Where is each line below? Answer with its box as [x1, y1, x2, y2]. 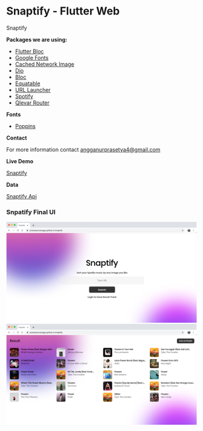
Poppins [14, 122, 36, 129]
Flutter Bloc [14, 47, 44, 55]
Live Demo [6, 157, 34, 164]
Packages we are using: [6, 36, 68, 43]
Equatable [14, 80, 40, 87]
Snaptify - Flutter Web [6, 4, 120, 18]
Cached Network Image [14, 60, 74, 68]
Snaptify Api [6, 192, 37, 200]
